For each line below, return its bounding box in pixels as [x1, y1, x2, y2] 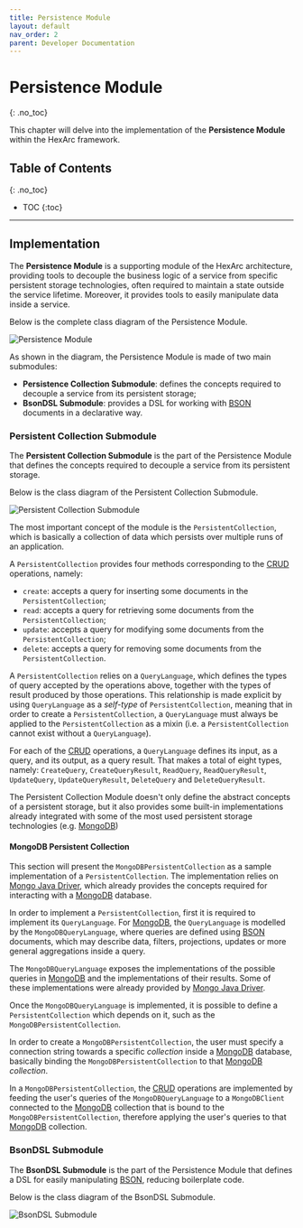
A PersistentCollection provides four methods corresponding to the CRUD [9, 559, 289, 570]
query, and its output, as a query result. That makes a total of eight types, [9, 755, 282, 766]
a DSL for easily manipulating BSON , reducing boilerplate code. [9, 1174, 245, 1185]
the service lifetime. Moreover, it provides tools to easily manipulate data [9, 289, 280, 300]
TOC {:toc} [22, 202, 63, 212]
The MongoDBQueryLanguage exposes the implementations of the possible [9, 963, 276, 974]
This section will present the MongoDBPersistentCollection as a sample [9, 861, 272, 872]
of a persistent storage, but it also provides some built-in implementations [9, 801, 284, 813]
